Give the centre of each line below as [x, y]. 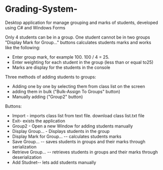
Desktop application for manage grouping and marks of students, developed [81, 22]
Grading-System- [41, 9]
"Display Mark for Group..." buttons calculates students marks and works [78, 42]
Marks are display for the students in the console [61, 67]
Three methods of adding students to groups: [51, 77]
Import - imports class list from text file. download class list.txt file [78, 115]
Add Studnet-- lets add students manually [54, 162]
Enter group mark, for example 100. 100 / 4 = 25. [61, 57]
